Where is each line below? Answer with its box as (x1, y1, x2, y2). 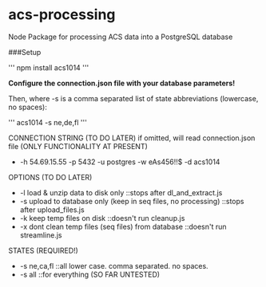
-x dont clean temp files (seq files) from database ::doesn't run (19, 222, 227, 231)
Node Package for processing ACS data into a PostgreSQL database (8, 32, 233, 41)
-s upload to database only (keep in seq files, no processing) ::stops (19, 196, 244, 206)
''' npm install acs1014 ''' (8, 62, 89, 73)
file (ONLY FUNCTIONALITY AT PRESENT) (8, 141, 148, 151)
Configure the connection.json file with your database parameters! (8, 78, 236, 88)
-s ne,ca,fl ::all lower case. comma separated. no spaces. (19, 261, 209, 270)
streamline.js (19, 230, 62, 240)
